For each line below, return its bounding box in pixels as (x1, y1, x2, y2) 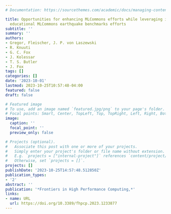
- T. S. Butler (5, 59, 38, 64)
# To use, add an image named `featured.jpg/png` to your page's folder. (5, 106, 165, 112)
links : (5, 192, 19, 197)
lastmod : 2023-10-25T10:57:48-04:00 (5, 83, 83, 88)
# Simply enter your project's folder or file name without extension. (5, 149, 165, 154)
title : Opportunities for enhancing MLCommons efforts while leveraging (5, 16, 163, 22)
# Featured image (5, 101, 42, 107)
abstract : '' (5, 182, 33, 187)
